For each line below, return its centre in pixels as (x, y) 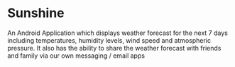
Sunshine (36, 13)
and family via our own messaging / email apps (76, 56)
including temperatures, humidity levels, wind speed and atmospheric (109, 40)
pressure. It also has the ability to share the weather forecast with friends (114, 48)
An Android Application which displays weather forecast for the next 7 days (118, 33)
